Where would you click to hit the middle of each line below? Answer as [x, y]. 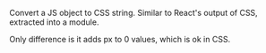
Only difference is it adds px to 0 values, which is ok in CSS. [120, 39]
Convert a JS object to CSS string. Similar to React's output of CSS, [133, 13]
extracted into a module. [54, 22]
